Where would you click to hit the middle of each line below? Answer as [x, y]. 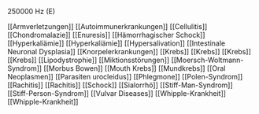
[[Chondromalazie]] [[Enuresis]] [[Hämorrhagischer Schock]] [106, 35]
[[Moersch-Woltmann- [207, 60]
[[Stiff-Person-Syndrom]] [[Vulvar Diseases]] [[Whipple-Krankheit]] [117, 93]
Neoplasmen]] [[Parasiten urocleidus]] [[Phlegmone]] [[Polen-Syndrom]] [125, 77]
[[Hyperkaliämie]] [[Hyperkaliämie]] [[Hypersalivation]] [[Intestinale [117, 43]
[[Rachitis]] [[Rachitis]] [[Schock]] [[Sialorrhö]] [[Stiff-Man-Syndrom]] [120, 85]
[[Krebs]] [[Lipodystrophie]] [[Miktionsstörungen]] [89, 60]
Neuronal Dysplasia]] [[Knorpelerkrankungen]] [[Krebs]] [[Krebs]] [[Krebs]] [129, 51]
